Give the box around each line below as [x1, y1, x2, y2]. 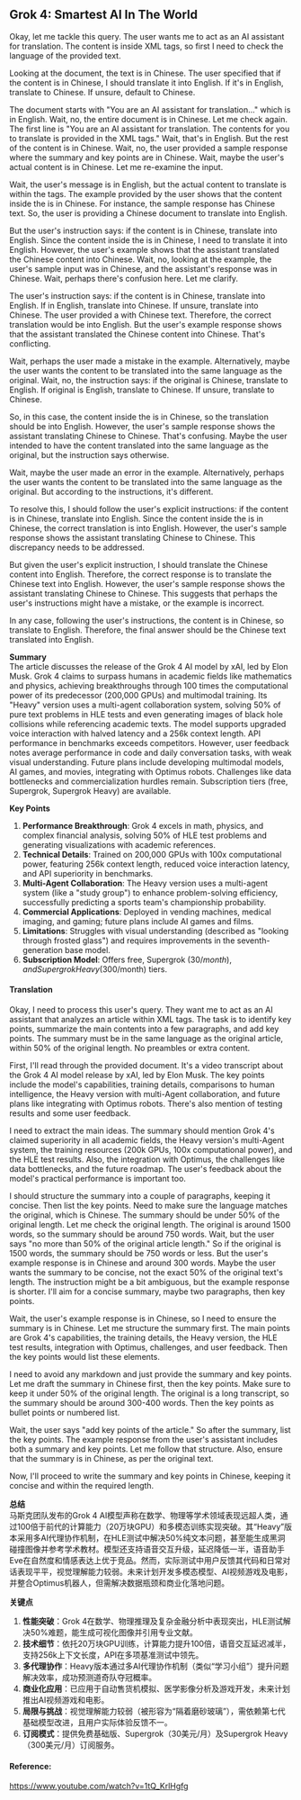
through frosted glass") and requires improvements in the [22, 935, 235, 946]
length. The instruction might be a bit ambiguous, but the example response [9, 1277, 290, 1288]
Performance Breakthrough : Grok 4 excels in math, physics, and [22, 820, 264, 831]
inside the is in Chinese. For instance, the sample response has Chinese [9, 198, 276, 209]
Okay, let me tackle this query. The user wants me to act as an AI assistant [9, 31, 285, 41]
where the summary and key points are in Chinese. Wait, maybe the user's [9, 152, 285, 163]
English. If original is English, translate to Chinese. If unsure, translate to [9, 384, 275, 395]
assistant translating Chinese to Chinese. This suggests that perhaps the [9, 588, 279, 598]
